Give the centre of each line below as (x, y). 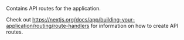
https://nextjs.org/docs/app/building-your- (84, 19)
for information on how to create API (134, 26)
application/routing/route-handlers (48, 26)
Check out (18, 19)
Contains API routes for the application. (54, 8)
